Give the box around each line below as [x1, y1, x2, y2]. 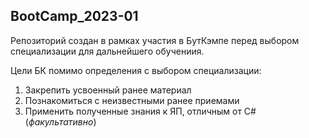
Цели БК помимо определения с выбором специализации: [10, 64, 262, 76]
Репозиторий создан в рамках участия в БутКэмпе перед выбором [10, 34, 300, 46]
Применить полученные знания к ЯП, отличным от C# [24, 105, 257, 117]
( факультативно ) [24, 115, 97, 128]
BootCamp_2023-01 [10, 8, 139, 25]
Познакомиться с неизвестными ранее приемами [24, 94, 240, 106]
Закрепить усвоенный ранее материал [24, 84, 192, 96]
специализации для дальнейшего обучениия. [10, 45, 205, 57]
